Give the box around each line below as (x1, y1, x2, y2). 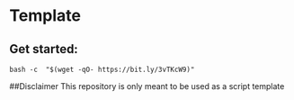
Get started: (9, 41, 78, 57)
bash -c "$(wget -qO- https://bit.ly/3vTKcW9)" (9, 65, 195, 74)
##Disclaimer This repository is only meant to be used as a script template (9, 81, 285, 91)
